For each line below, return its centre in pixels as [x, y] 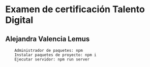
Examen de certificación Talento [75, 9]
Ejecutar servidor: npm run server [52, 59]
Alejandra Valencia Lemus [48, 39]
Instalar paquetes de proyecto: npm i [55, 55]
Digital [19, 20]
